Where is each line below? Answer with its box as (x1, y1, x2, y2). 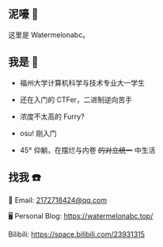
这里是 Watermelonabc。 (8, 30, 89, 40)
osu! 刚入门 (19, 128, 57, 138)
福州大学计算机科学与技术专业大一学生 (19, 78, 145, 87)
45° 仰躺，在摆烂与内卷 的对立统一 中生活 (19, 145, 156, 154)
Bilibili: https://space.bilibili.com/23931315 (8, 230, 145, 239)
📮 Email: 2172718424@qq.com (8, 196, 108, 205)
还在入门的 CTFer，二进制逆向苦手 (19, 94, 133, 104)
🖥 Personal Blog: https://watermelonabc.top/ (8, 211, 154, 221)
